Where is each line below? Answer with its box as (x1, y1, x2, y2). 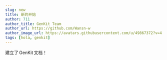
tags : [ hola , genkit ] (5, 35, 50, 40)
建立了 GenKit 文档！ (5, 49, 47, 55)
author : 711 (5, 16, 30, 21)
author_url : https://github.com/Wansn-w (5, 26, 91, 31)
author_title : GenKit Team (5, 21, 61, 26)
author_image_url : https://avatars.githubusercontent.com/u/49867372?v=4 (5, 30, 162, 35)
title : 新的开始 (5, 12, 36, 17)
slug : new (5, 7, 26, 12)
